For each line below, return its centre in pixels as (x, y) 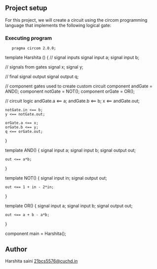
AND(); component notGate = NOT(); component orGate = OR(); (70, 91)
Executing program (29, 38)
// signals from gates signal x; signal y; (44, 67)
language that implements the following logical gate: (58, 25)
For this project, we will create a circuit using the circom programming (76, 20)
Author (16, 249)
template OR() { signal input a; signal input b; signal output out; (69, 206)
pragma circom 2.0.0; (34, 48)
